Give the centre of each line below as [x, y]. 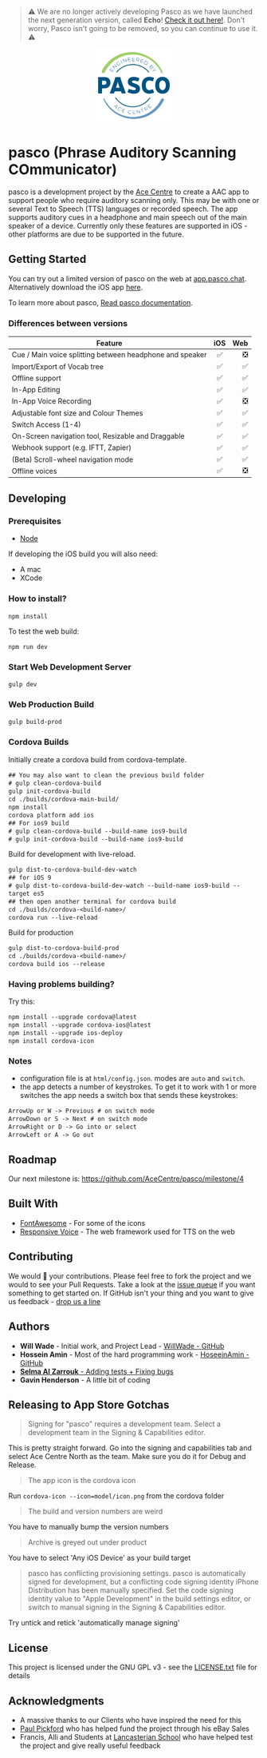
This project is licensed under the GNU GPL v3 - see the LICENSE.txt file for [133, 1667]
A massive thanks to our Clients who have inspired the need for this [130, 1720]
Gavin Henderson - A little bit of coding [85, 1380]
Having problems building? [61, 984]
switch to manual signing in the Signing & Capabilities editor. [127, 1607]
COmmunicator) [63, 170]
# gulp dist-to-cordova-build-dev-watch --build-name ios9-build [119, 885]
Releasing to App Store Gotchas [89, 1404]
